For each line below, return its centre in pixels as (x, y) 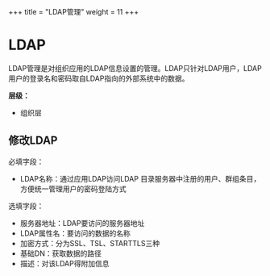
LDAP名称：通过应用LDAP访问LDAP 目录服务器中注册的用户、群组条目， (140, 178)
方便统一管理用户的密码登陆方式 (73, 189)
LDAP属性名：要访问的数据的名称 (75, 233)
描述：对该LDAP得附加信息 (64, 263)
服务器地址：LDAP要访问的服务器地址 (82, 223)
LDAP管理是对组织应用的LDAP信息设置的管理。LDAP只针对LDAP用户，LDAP (135, 68)
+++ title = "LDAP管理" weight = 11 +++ (74, 12)
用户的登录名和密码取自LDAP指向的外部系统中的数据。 (99, 78)
